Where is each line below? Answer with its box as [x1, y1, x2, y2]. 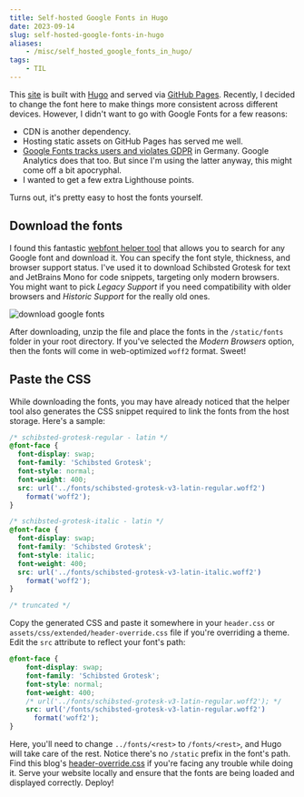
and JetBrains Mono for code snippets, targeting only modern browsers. [9, 271, 279, 282]
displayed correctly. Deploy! [9, 777, 114, 788]
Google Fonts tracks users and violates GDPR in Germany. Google [22, 145, 270, 156]
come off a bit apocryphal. [22, 165, 123, 176]
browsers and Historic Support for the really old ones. [9, 290, 211, 301]
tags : [9, 55, 30, 65]
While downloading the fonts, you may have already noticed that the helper [9, 396, 290, 407]
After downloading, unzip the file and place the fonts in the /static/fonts [9, 326, 284, 337]
